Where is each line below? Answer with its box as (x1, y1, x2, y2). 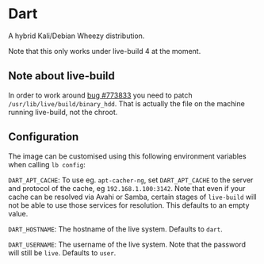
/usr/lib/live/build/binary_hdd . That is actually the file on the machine (8, 98, 246, 108)
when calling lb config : (8, 159, 86, 169)
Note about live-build (8, 69, 115, 83)
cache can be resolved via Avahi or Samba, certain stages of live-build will (8, 192, 257, 201)
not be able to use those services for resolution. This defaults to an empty (8, 200, 250, 210)
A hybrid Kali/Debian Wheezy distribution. (8, 31, 145, 40)
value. (8, 209, 29, 218)
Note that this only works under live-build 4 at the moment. (8, 46, 201, 55)
